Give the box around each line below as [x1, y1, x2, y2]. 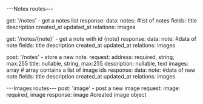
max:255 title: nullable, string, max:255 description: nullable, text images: [6, 60, 189, 67]
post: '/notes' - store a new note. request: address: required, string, [6, 54, 175, 60]
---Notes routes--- [6, 5, 53, 12]
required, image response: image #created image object [6, 91, 147, 98]
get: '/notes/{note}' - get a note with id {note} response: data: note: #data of [6, 35, 197, 42]
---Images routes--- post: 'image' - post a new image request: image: [6, 85, 181, 92]
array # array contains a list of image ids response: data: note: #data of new [6, 66, 196, 74]
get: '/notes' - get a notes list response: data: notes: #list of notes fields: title [6, 17, 197, 24]
